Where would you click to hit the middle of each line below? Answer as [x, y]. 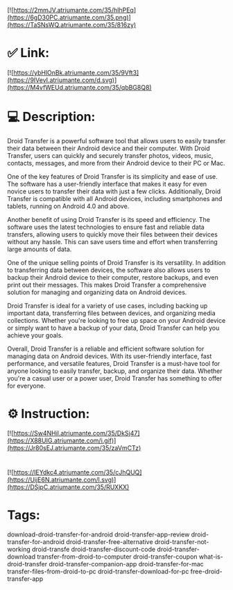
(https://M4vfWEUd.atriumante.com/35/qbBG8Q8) [79, 87]
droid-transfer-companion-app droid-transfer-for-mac [126, 564]
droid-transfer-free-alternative [110, 541]
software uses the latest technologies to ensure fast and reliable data [106, 227]
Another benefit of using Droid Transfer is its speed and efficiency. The [109, 219]
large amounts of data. [40, 249]
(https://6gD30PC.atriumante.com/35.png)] [69, 17]
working [19, 549]
